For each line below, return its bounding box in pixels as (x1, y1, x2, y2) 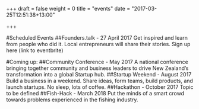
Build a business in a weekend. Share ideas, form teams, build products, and (6, 77, 193, 84)
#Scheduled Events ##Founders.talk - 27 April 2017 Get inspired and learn (6, 34, 188, 41)
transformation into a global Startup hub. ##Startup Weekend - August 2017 (6, 71, 192, 78)
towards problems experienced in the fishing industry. (6, 96, 138, 103)
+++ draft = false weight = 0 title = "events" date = (6, 5, 131, 12)
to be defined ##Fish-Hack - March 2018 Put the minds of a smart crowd (6, 90, 185, 97)
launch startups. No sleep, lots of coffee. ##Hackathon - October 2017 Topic (6, 84, 194, 91)
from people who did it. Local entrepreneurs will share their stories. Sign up (6, 41, 191, 47)
